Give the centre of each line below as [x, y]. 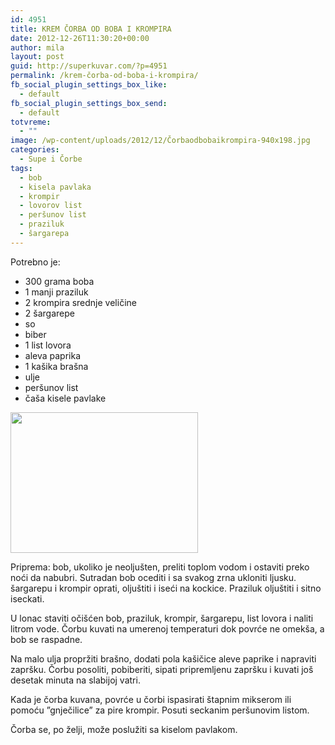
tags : [21, 168]
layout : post [37, 57]
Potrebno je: [35, 262]
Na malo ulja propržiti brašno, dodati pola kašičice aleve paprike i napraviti [163, 658]
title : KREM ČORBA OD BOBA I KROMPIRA [91, 29]
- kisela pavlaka [55, 187]
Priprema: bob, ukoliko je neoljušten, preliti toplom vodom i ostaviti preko [160, 567]
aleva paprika [53, 355]
